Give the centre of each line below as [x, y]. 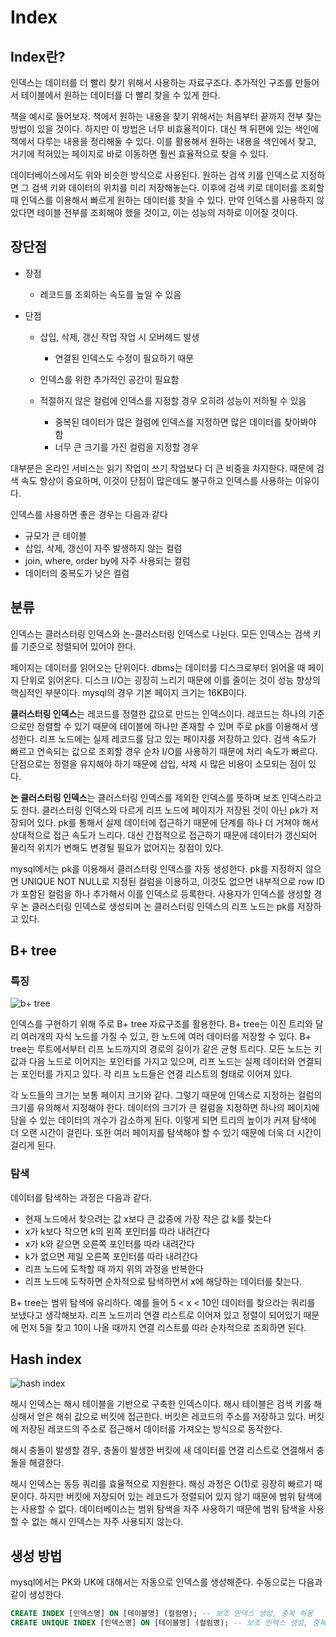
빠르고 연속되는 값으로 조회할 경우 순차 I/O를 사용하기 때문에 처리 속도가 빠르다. [164, 751]
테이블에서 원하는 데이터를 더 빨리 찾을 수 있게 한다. [120, 95]
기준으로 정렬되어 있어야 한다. [78, 646]
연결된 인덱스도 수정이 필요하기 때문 [124, 358]
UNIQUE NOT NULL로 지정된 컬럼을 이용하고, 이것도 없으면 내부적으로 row [167, 881]
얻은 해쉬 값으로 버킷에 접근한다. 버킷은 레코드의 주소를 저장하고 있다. [171, 1417]
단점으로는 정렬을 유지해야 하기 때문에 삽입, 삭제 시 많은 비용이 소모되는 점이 [158, 763]
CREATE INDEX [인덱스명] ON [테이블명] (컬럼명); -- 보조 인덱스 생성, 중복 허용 [162, 1614]
